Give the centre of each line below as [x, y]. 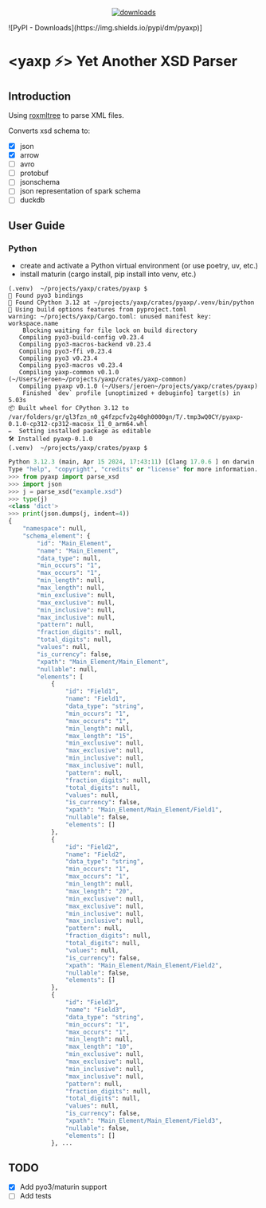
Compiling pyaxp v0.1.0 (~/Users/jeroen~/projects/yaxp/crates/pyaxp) [139, 386]
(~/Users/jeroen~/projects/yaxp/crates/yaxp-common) [98, 379]
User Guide [37, 226]
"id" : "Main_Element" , [74, 543]
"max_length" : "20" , [99, 891]
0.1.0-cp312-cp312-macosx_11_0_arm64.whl [78, 424]
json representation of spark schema [80, 191]
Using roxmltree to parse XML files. [66, 115]
